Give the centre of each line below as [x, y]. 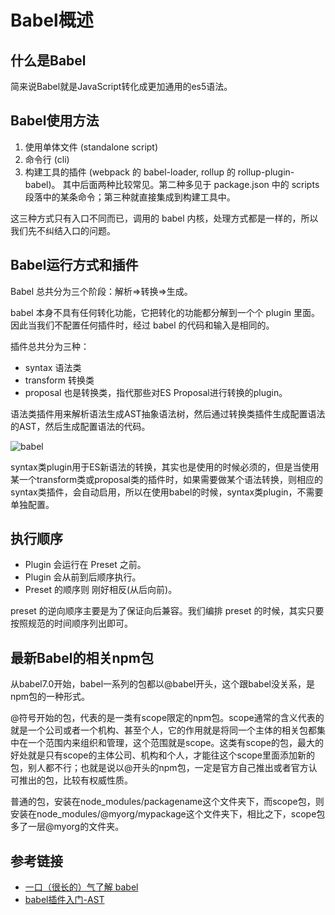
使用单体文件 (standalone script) [91, 147]
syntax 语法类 [53, 367]
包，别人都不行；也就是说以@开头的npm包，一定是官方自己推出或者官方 [159, 768]
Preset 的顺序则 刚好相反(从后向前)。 [101, 590]
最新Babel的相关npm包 [82, 657]
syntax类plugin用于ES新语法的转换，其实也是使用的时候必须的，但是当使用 [165, 467]
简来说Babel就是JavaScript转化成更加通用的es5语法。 [121, 86]
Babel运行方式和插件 [74, 265]
